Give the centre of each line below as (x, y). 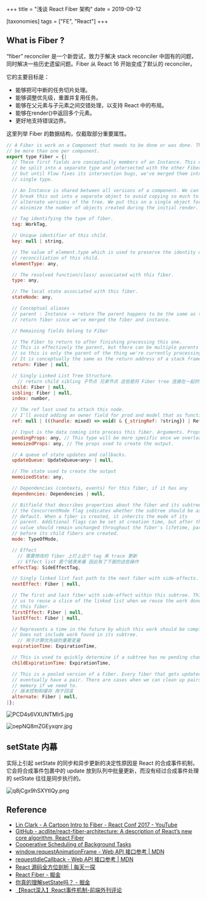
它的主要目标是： (28, 77)
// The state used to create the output (64, 471)
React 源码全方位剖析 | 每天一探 (55, 866)
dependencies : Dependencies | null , (59, 494)
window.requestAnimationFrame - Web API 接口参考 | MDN (90, 851)
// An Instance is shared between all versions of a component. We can (105, 190)
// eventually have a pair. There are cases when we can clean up (98, 680)
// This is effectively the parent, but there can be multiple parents (105, 348)
